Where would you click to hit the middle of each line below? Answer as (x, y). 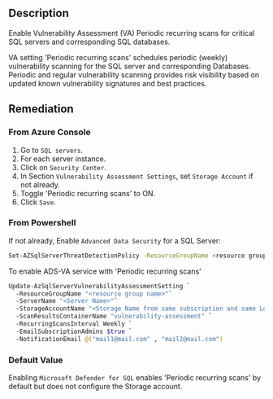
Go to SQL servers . (52, 150)
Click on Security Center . (63, 167)
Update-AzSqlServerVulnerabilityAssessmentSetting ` (100, 286)
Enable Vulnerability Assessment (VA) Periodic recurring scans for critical (132, 33)
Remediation (41, 109)
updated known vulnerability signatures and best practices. (108, 83)
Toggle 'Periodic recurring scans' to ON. (88, 193)
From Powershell (42, 223)
